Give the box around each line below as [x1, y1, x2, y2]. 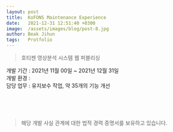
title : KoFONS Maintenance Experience [6, 14, 107, 20]
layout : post [6, 8, 39, 15]
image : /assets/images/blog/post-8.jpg [6, 25, 110, 32]
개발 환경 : [6, 75, 31, 81]
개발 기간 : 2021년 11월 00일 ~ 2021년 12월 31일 [6, 67, 119, 74]
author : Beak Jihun [6, 31, 55, 37]
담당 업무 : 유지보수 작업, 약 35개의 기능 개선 [6, 82, 110, 89]
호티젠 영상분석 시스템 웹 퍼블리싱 [20, 54, 101, 61]
